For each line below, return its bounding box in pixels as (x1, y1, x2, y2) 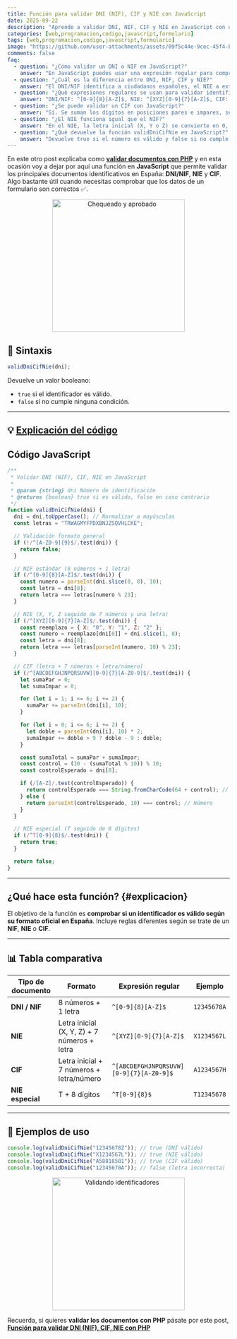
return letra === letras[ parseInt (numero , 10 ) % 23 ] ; (20, 644, 181, 651)
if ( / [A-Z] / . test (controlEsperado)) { (20, 779, 134, 787)
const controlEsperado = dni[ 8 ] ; (20, 767, 119, 775)
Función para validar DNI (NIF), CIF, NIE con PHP (7, 1323, 151, 1332)
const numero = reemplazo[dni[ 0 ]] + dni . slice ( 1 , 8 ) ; (20, 630, 181, 637)
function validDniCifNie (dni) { (7, 506, 102, 514)
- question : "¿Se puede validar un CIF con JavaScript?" (13, 103, 185, 110)
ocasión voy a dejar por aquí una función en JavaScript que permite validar (7, 162, 227, 170)
